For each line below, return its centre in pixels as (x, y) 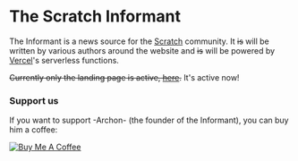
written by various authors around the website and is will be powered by (142, 50)
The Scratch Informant (95, 17)
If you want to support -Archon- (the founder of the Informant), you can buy (149, 120)
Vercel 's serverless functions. (64, 60)
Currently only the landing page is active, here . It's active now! (124, 77)
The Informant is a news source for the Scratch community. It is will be (140, 41)
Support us (34, 100)
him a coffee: (34, 130)
